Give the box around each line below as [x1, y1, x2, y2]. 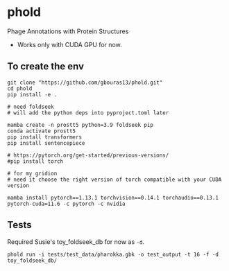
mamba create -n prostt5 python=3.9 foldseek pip [7, 121, 154, 128]
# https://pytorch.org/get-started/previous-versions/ [7, 152, 169, 159]
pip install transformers [7, 133, 82, 141]
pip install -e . [7, 91, 58, 98]
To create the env [7, 60, 85, 73]
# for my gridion [7, 170, 58, 177]
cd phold [7, 85, 33, 92]
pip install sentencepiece [7, 139, 85, 146]
